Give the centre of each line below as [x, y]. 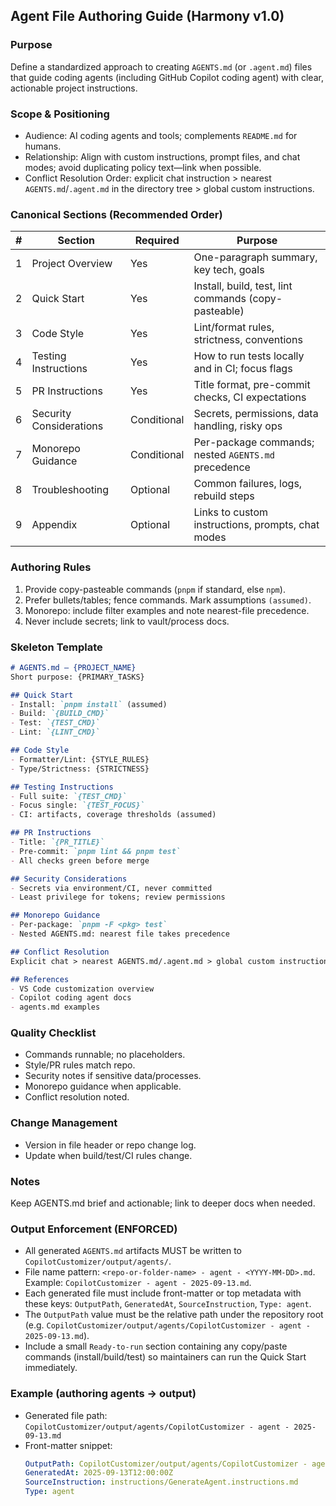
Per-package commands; [254, 442]
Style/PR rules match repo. [80, 1065]
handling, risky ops [238, 426]
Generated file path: [66, 1415]
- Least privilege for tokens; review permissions [118, 897]
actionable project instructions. [74, 88]
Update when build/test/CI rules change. [108, 1155]
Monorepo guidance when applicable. [103, 1086]
